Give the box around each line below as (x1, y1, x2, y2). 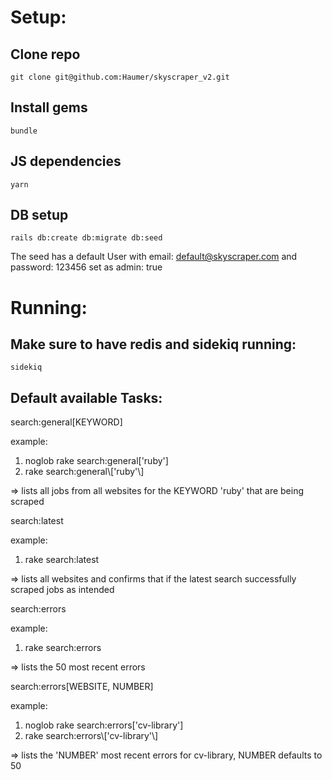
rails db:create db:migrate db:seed (10, 233, 163, 243)
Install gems (10, 99, 88, 116)
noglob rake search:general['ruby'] (24, 455, 169, 467)
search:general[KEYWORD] (10, 416, 123, 428)
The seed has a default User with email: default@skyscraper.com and (10, 251, 298, 263)
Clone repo (10, 46, 81, 63)
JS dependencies (10, 153, 122, 170)
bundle (10, 126, 38, 136)
